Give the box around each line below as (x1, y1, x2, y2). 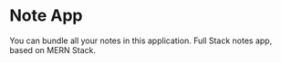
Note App (9, 5, 84, 26)
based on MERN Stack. (9, 44, 96, 55)
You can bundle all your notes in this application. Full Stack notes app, (9, 35, 273, 46)
